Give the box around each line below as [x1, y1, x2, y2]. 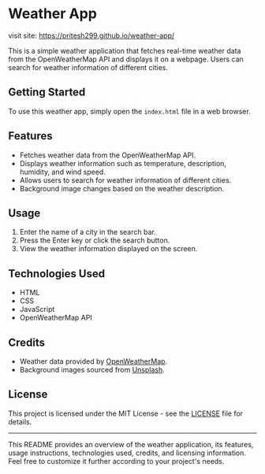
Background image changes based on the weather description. [19, 183, 225, 193]
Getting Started [8, 86, 86, 99]
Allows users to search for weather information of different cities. [19, 175, 232, 185]
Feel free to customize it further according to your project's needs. [8, 456, 225, 465]
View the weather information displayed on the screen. [19, 244, 198, 254]
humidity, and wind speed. [19, 167, 106, 176]
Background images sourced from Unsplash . [19, 365, 166, 374]
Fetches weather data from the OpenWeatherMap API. [19, 150, 196, 160]
